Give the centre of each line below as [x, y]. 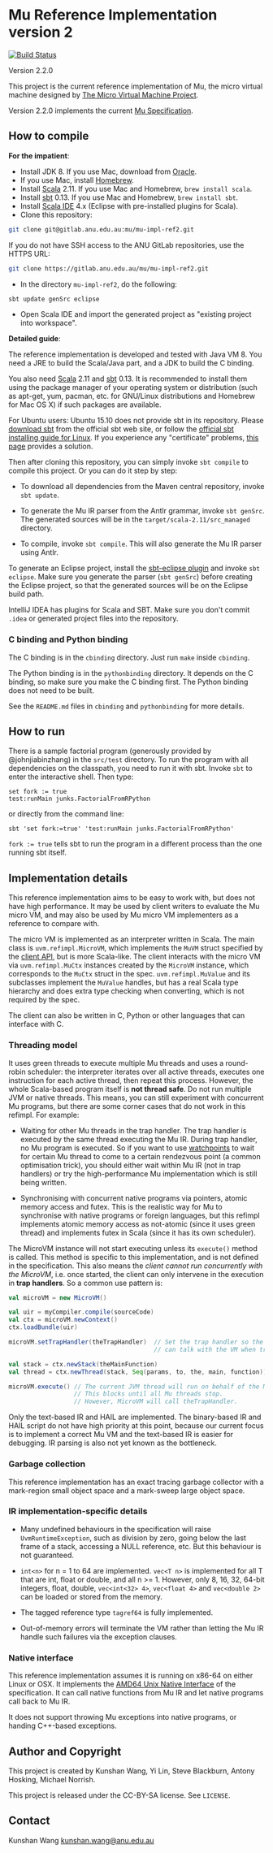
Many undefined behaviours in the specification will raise [116, 1529]
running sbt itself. [37, 853]
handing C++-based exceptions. [63, 1726]
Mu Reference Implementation [113, 15]
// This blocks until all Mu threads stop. [148, 1394]
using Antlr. [39, 552]
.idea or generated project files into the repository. [93, 618]
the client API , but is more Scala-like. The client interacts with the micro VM [135, 957]
